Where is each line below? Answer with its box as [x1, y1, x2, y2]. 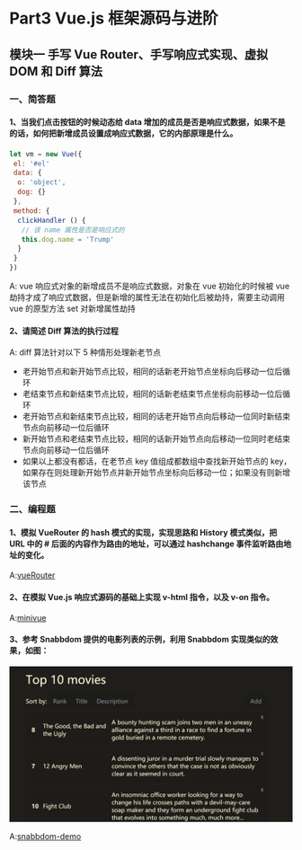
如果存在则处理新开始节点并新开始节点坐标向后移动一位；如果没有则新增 [22, 467, 290, 478]
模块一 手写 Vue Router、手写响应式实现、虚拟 [9, 47, 269, 62]
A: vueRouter [9, 570, 56, 580]
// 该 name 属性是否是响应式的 [21, 226, 125, 235]
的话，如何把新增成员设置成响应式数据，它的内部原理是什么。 [9, 128, 238, 139]
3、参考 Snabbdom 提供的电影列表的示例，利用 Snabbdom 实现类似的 [9, 634, 271, 645]
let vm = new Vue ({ [9, 149, 83, 158]
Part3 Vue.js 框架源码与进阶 [9, 8, 218, 29]
